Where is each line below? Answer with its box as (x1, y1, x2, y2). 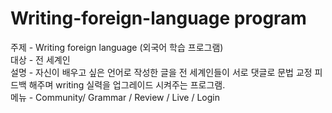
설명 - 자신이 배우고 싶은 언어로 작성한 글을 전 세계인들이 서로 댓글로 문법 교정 (10, 66, 313, 78)
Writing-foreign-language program (10, 7, 307, 30)
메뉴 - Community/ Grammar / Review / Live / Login (10, 91, 221, 103)
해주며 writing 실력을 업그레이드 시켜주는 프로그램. (28, 78, 226, 91)
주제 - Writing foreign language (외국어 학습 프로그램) (10, 41, 224, 53)
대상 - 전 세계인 (10, 53, 71, 66)
